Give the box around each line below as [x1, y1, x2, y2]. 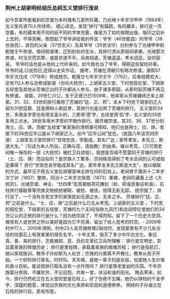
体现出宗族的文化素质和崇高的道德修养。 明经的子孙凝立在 [40, 282, 162, 288]
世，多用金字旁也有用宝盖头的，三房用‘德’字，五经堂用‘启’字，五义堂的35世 [5, 112, 162, 118]
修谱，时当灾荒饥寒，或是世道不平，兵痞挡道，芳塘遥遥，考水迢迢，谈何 [5, 55, 156, 61]
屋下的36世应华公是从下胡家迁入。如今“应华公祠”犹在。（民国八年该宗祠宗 [5, 130, 159, 137]
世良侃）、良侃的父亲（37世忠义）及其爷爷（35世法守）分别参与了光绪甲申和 [5, 42, 164, 48]
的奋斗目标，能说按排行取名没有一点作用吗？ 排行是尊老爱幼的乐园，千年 [5, 263, 157, 269]
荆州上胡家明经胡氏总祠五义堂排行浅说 [5, 4, 99, 11]
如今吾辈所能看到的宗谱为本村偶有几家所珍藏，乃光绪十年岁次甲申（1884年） [5, 17, 164, 23]
